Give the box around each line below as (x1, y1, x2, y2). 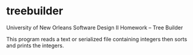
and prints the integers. (6, 42, 65, 49)
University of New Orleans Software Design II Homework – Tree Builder (6, 24, 183, 31)
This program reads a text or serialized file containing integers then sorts (6, 35, 188, 42)
